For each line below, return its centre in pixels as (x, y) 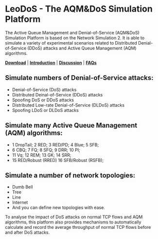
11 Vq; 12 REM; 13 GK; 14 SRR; (42, 155)
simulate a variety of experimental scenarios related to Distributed (71, 43)
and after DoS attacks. (27, 232)
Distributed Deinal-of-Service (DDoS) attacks (57, 95)
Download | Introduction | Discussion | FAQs (51, 63)
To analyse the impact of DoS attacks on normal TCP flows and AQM (74, 217)
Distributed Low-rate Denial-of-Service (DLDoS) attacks (68, 105)
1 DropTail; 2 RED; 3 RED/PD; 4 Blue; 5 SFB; (55, 144)
